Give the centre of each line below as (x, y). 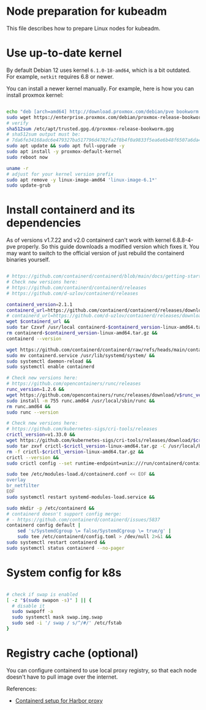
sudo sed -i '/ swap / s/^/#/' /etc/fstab (67, 623)
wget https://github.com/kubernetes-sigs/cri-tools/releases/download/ (100, 441)
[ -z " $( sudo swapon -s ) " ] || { (49, 600)
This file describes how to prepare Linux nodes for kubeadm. (83, 28)
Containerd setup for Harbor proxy (59, 700)
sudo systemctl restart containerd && (56, 542)
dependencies (44, 223)
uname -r (17, 168)
